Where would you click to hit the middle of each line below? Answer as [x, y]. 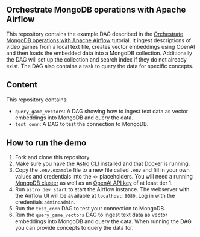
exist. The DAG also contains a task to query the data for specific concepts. [100, 66]
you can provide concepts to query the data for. [74, 228]
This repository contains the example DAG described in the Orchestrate [95, 34]
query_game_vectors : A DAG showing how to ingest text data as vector [102, 111]
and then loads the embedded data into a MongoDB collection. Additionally [99, 53]
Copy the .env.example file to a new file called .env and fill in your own [102, 170]
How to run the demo [46, 143]
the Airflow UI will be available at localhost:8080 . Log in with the [95, 196]
